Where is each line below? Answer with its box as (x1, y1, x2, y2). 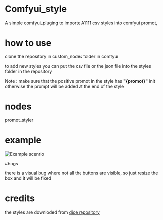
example (5, 135, 42, 146)
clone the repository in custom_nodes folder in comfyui (5, 54, 118, 59)
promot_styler (5, 117, 34, 123)
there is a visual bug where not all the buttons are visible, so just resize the (5, 170, 158, 176)
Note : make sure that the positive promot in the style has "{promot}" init (5, 78, 156, 84)
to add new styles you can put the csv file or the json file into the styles (5, 63, 151, 69)
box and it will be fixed (5, 175, 51, 181)
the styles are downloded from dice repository (5, 209, 100, 215)
